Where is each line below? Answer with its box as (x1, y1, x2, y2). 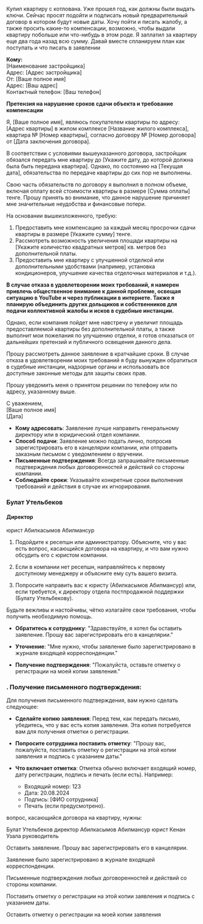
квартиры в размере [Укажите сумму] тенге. (15, 231, 132, 237)
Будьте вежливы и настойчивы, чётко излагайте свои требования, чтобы (6, 606, 196, 614)
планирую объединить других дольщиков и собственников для (6, 301, 177, 307)
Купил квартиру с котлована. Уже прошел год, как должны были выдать (6, 5, 196, 12)
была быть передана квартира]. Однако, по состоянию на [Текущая (6, 163, 184, 170)
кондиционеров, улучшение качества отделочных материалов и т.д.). (15, 270, 197, 276)
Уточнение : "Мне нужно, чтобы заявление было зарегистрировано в (15, 643, 196, 650)
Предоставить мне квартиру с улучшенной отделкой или (15, 256, 164, 263)
